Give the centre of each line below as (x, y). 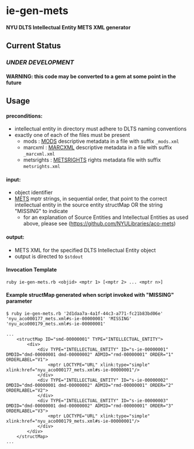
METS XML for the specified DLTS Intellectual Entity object (85, 250)
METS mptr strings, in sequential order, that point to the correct (91, 199)
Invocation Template (32, 270)
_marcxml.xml (39, 154)
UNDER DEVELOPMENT (40, 63)
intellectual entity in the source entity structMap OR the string (89, 205)
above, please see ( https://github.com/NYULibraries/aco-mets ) (100, 224)
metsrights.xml (41, 167)
